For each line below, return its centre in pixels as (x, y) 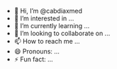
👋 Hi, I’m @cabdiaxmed (48, 11)
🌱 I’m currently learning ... (52, 26)
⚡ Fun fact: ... (33, 59)
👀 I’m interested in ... (44, 18)
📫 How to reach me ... (47, 41)
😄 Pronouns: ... (37, 51)
